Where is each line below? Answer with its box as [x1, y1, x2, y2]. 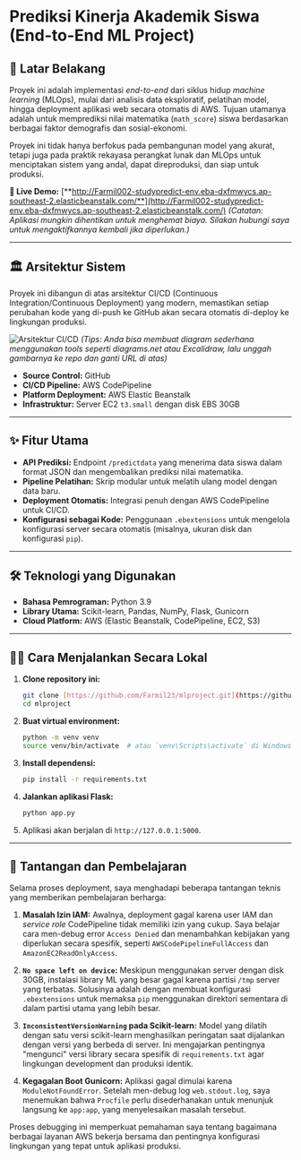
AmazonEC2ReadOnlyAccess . [21, 948, 118, 958]
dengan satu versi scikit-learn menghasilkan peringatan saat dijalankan [21, 1030, 285, 1041]
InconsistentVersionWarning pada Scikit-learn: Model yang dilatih [21, 1020, 267, 1031]
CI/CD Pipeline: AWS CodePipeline [21, 379, 152, 391]
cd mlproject [21, 700, 72, 709]
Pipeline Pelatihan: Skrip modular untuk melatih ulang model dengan [21, 476, 278, 486]
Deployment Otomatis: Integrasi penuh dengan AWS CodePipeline [21, 494, 270, 505]
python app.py [21, 808, 75, 817]
